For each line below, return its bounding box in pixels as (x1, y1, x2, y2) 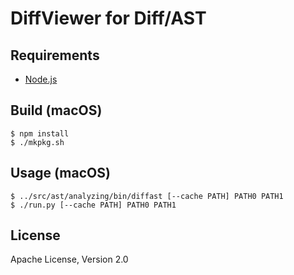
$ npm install (10, 128, 70, 139)
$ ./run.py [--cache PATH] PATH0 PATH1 (10, 200, 177, 210)
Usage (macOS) (10, 165, 111, 182)
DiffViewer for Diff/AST (10, 7, 207, 30)
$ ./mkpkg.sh (10, 137, 65, 147)
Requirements (10, 47, 100, 64)
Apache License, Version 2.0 (10, 253, 129, 266)
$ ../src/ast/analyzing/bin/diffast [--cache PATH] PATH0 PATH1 (10, 191, 284, 201)
